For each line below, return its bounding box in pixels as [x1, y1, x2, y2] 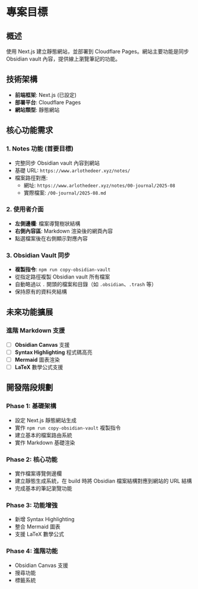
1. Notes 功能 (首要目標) [6, 145, 74, 153]
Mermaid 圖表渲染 [14, 356, 60, 363]
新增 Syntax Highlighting [14, 516, 75, 523]
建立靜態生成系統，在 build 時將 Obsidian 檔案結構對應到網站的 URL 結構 [14, 477, 193, 485]
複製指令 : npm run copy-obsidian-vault [14, 266, 111, 273]
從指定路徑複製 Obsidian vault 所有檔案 [14, 273, 110, 280]
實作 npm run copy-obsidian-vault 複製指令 [14, 424, 121, 431]
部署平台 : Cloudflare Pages [14, 99, 81, 106]
